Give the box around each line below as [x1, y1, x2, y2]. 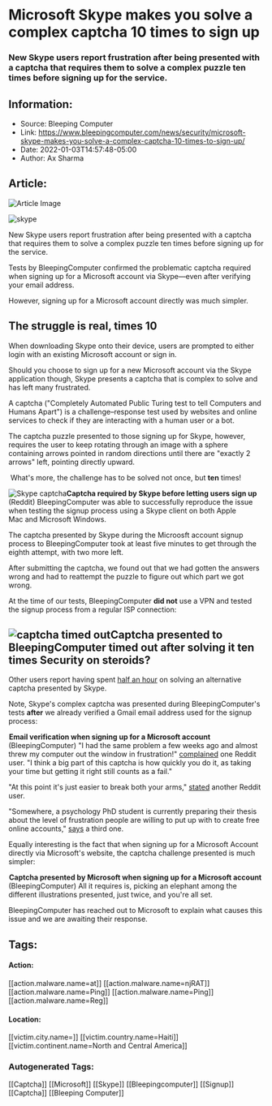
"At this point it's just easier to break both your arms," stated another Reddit [8, 782, 261, 792]
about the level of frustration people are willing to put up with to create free [8, 816, 260, 825]
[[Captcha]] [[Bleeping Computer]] [8, 1088, 124, 1098]
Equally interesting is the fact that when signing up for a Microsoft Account [8, 840, 259, 850]
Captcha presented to [110, 627, 223, 642]
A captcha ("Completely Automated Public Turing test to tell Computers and [8, 398, 261, 407]
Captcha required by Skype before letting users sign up [66, 488, 257, 498]
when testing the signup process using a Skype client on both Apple [8, 506, 237, 515]
